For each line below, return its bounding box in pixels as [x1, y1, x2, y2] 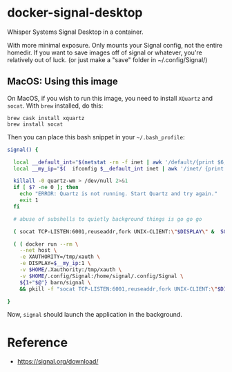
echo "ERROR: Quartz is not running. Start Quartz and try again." [19, 190, 217, 197]
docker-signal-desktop [7, 5, 143, 21]
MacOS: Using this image [7, 76, 119, 88]
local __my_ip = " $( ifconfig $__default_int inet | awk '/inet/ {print [13, 165, 224, 172]
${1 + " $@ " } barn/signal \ [19, 279, 91, 286]
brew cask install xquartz [7, 115, 85, 121]
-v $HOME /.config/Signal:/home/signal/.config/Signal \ [19, 273, 184, 280]
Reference [7, 335, 68, 350]
